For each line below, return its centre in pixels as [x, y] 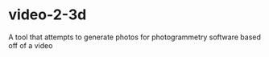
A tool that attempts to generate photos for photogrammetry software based [135, 37]
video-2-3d [48, 15]
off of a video [31, 45]
